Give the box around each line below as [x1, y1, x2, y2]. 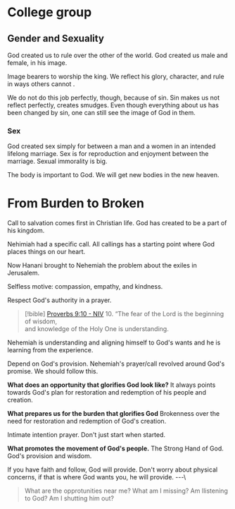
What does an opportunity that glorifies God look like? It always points [7, 381, 216, 389]
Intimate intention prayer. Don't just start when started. [7, 431, 166, 439]
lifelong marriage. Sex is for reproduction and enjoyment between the [7, 150, 209, 158]
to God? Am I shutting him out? [24, 494, 115, 503]
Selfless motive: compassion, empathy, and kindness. [7, 282, 163, 291]
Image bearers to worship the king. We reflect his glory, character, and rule [7, 72, 224, 80]
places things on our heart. [7, 248, 86, 256]
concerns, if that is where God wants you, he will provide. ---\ [7, 473, 186, 481]
